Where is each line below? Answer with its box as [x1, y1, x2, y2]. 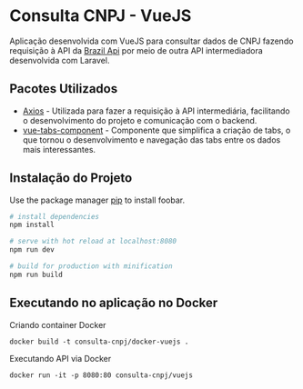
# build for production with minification [9, 262, 173, 271]
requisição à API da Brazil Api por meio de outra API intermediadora [9, 45, 264, 55]
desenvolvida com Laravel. [9, 55, 110, 65]
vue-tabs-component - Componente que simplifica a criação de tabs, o [22, 125, 291, 135]
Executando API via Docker [9, 353, 112, 364]
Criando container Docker [9, 319, 106, 330]
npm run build [9, 270, 64, 279]
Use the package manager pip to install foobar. [9, 194, 185, 205]
